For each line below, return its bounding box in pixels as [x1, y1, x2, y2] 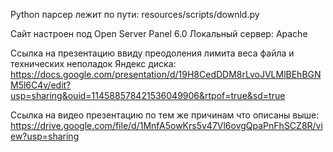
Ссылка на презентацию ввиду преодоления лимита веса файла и [10, 47, 295, 59]
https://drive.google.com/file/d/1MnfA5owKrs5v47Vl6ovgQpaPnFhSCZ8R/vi [10, 120, 323, 131]
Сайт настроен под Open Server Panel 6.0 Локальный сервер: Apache [10, 28, 308, 39]
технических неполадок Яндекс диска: [10, 58, 177, 69]
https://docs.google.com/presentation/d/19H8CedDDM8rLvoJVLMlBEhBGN [10, 69, 322, 80]
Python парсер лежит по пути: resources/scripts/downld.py [10, 9, 260, 20]
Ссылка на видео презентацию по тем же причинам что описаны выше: [10, 109, 320, 121]
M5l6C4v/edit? [10, 79, 72, 91]
